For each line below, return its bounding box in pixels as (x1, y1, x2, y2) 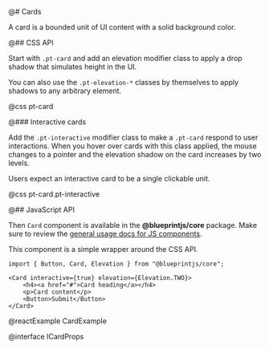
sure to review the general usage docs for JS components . (8, 229, 202, 238)
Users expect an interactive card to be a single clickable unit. (8, 174, 210, 183)
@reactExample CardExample (8, 316, 107, 326)
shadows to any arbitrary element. (8, 86, 122, 95)
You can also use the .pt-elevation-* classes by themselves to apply (8, 78, 239, 87)
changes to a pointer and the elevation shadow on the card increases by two (8, 150, 262, 159)
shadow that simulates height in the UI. (8, 62, 137, 71)
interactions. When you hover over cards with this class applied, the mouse (8, 141, 257, 151)
